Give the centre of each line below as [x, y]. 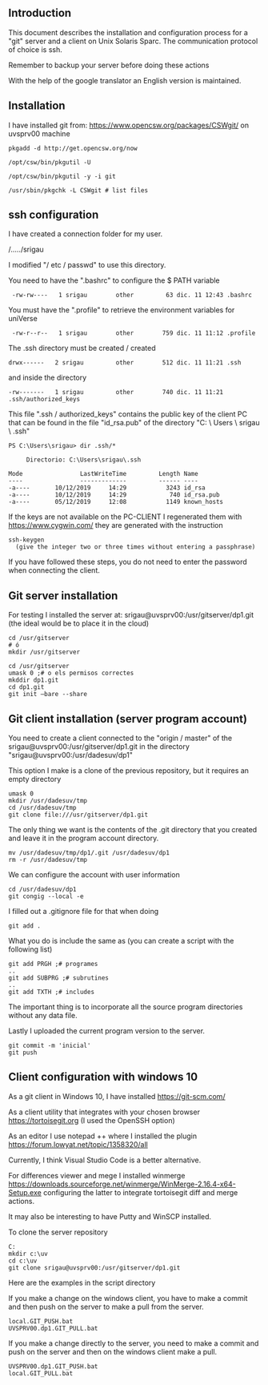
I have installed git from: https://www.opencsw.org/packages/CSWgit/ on [129, 125]
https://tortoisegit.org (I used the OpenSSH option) [92, 1120]
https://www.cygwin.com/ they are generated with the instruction [116, 525]
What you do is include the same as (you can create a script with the [121, 941]
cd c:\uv [23, 1261]
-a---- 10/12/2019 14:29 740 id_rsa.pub [114, 495]
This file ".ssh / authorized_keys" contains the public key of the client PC [128, 414]
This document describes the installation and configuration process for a [128, 32]
